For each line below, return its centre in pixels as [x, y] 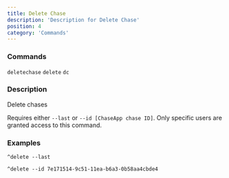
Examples [24, 143]
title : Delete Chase [37, 13]
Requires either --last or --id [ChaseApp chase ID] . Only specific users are [115, 118]
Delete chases [28, 104]
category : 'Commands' [38, 33]
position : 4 [24, 26]
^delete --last [29, 157]
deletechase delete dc [38, 72]
